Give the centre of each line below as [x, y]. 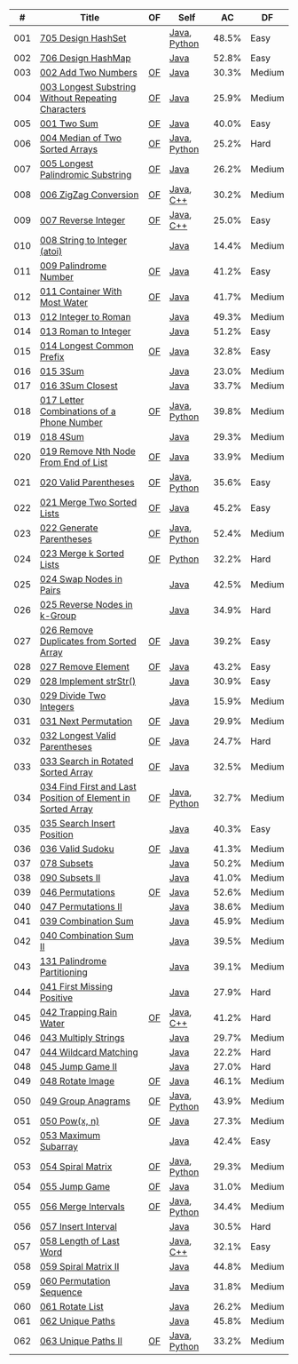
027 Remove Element [85, 667]
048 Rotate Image [77, 1081]
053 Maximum [70, 1135]
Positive [56, 997]
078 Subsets [67, 863]
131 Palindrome [73, 961]
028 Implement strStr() [87, 681]
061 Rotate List [71, 1307]
